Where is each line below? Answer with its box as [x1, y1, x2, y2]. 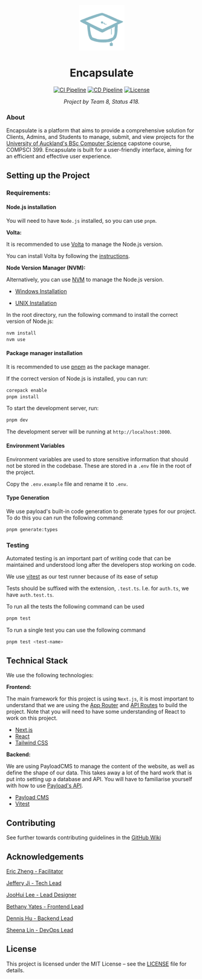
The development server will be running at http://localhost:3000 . [6, 428, 172, 435]
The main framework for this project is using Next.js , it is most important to [6, 695, 195, 702]
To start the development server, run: [6, 405, 99, 412]
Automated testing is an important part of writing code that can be [6, 554, 171, 562]
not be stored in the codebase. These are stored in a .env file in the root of [6, 462, 192, 469]
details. [6, 966, 25, 974]
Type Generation [6, 494, 50, 501]
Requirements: [6, 188, 51, 197]
